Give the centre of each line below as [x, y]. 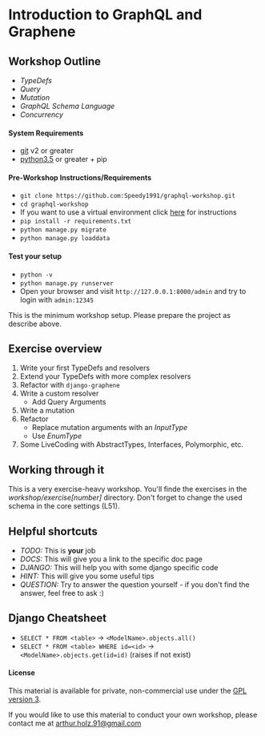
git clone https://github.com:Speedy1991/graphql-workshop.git [128, 196]
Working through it [56, 470]
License [22, 673]
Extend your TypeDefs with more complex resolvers [105, 376]
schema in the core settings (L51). [64, 506]
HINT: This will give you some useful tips [87, 576]
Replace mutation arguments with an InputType [110, 428]
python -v [36, 275]
